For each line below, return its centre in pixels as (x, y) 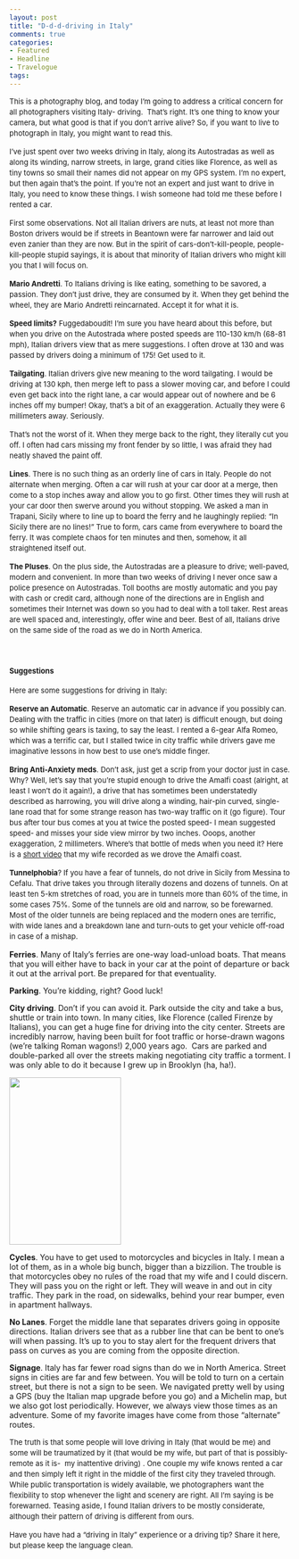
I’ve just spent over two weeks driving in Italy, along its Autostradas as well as (142, 151)
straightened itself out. (48, 548)
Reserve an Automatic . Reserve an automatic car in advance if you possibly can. (148, 709)
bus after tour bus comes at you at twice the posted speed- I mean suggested (142, 823)
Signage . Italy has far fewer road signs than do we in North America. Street (148, 1368)
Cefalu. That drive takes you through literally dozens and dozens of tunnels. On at (149, 883)
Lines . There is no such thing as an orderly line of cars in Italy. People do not (141, 473)
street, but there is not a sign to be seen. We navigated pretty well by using (147, 1387)
